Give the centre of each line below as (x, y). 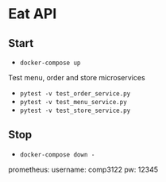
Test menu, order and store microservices (77, 77)
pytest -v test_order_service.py (75, 94)
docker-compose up (50, 63)
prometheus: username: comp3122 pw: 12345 (83, 169)
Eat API (33, 14)
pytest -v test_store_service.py (75, 110)
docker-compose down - (57, 155)
